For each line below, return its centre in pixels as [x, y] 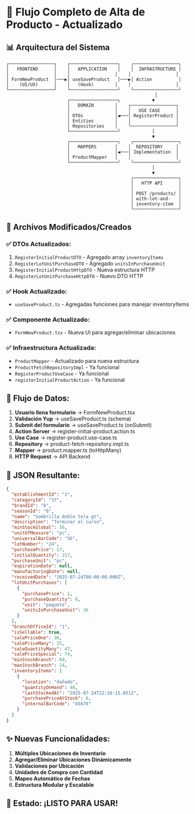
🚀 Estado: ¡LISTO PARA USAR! [62, 804]
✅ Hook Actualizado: [37, 291]
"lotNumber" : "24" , [36, 544]
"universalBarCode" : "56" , [45, 539]
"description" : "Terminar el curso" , [58, 522]
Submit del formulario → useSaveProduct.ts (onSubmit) [83, 425]
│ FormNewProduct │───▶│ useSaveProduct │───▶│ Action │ [94, 79]
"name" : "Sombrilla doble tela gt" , [57, 516]
